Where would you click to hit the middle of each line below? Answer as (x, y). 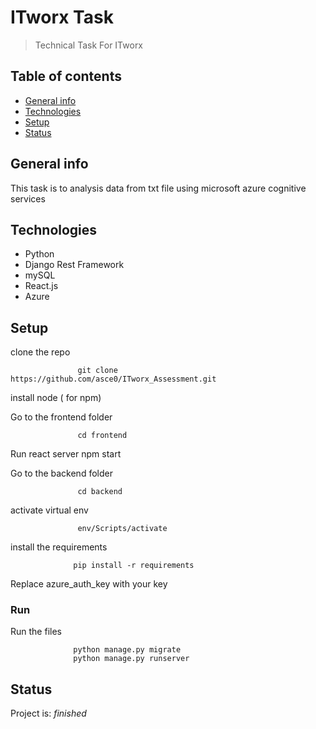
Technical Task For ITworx (89, 45)
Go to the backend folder (61, 473)
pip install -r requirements (134, 566)
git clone (97, 371)
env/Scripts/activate (122, 529)
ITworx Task (62, 17)
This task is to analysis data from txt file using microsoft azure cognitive (158, 188)
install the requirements (59, 547)
